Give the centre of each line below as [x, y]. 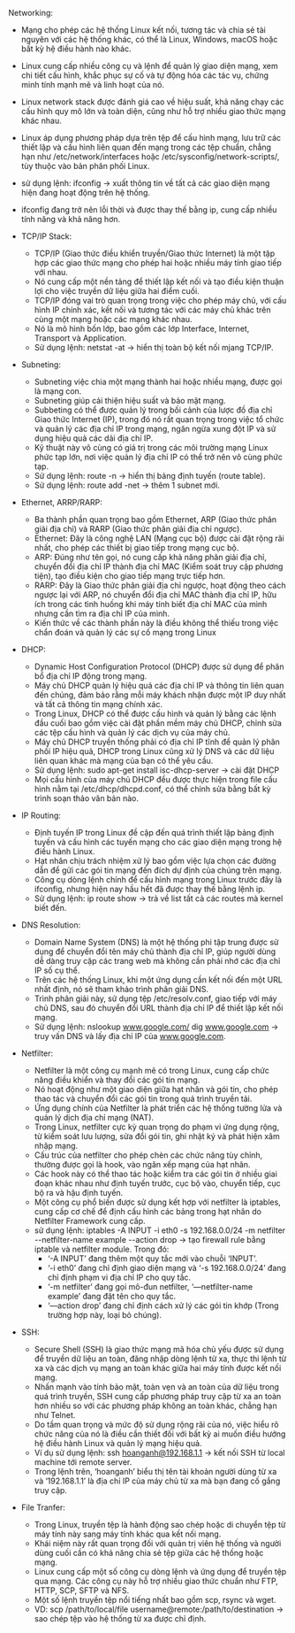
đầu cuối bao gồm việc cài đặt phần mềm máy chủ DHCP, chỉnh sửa [158, 723]
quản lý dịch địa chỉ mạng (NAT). [94, 1117]
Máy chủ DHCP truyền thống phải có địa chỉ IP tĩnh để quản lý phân [157, 742]
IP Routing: [41, 815]
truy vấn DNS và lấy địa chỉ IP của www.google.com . [130, 1036]
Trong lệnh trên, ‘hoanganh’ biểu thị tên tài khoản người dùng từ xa [155, 1471]
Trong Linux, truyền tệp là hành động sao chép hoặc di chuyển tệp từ [160, 1525]
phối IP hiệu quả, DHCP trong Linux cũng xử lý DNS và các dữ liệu [154, 751]
